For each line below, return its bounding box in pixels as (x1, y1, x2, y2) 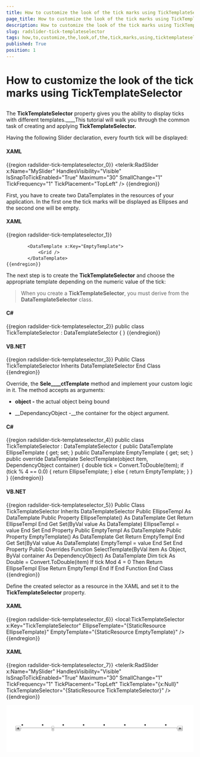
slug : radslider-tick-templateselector (6, 29, 105, 35)
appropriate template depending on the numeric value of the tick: (6, 278, 166, 285)
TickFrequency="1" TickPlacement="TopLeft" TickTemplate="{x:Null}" (6, 681, 179, 688)
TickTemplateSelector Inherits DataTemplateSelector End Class (6, 362, 161, 369)
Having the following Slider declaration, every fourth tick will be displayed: (6, 134, 189, 141)
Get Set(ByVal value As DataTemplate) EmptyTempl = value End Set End (6, 539, 183, 546)
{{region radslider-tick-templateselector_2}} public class (6, 323, 145, 330)
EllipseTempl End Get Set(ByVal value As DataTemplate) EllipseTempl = (6, 520, 180, 527)
